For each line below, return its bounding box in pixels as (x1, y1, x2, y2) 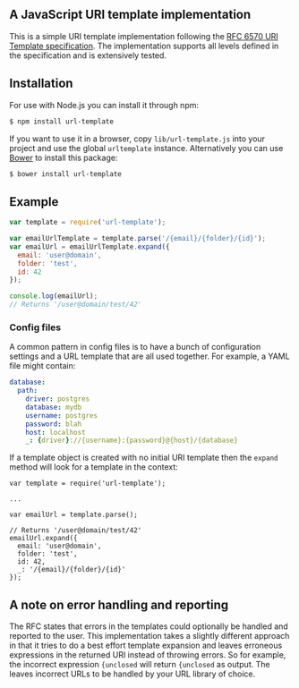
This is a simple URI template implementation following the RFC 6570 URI (9, 30, 279, 41)
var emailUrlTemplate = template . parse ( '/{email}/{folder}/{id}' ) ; (9, 234, 267, 243)
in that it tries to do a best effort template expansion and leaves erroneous (9, 640, 283, 651)
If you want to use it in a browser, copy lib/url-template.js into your (9, 133, 266, 144)
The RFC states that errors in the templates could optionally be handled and (9, 621, 288, 632)
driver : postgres (25, 395, 90, 403)
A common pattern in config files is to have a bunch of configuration (9, 342, 261, 352)
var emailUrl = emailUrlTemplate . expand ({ (9, 242, 170, 251)
